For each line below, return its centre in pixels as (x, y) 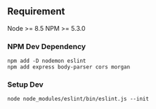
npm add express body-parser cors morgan (69, 67)
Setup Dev (25, 85)
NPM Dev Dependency (47, 46)
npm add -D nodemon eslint (47, 61)
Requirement (36, 12)
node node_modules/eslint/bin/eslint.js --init (78, 99)
